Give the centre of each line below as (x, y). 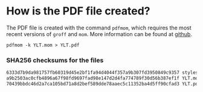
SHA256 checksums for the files (55, 60)
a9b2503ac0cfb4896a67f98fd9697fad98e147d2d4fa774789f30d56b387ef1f (93, 78)
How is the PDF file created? (78, 11)
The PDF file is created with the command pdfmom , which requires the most (99, 28)
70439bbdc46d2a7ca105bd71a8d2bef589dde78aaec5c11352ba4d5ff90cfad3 (93, 84)
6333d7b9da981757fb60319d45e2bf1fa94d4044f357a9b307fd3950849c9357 (93, 73)
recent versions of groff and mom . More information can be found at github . (99, 34)
